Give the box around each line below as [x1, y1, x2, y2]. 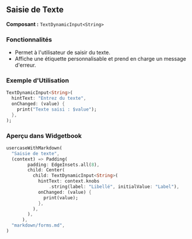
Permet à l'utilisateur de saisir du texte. [14, 49, 111, 56]
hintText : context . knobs [37, 178, 100, 184]
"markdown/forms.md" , [11, 222, 65, 228]
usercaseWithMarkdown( [6, 145, 62, 151]
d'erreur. [14, 62, 36, 69]
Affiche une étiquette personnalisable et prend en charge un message [14, 55, 187, 62]
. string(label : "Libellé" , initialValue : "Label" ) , [48, 184, 180, 190]
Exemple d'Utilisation [6, 77, 70, 85]
